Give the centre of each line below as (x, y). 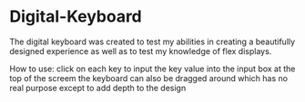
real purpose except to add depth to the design (98, 88)
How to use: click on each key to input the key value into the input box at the (152, 69)
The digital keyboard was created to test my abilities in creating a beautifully (152, 42)
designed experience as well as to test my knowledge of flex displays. (141, 51)
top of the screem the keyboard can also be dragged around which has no (149, 78)
